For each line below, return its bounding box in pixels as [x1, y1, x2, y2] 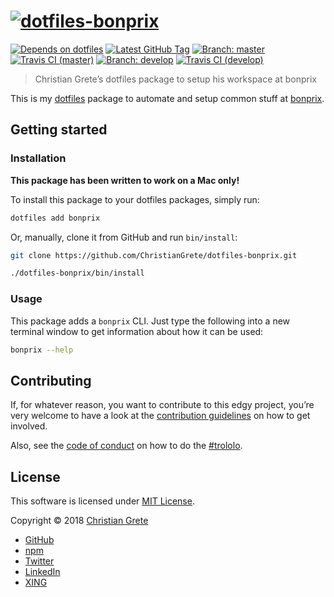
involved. [10, 420, 48, 432]
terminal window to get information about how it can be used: [10, 325, 264, 337]
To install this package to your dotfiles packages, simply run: [10, 193, 260, 205]
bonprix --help [10, 345, 74, 355]
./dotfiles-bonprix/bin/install [10, 268, 145, 279]
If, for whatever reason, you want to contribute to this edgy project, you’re [10, 399, 315, 411]
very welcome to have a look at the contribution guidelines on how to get [10, 410, 311, 422]
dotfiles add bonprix [10, 213, 101, 223]
